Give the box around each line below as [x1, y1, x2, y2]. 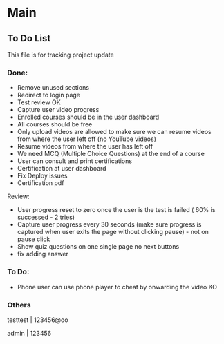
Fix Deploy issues [17, 171, 68, 180]
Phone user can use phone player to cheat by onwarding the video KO [17, 283, 218, 291]
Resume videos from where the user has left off [17, 142, 153, 151]
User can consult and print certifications [17, 157, 133, 165]
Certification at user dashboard [17, 164, 106, 173]
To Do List [7, 32, 51, 44]
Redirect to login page [17, 91, 81, 99]
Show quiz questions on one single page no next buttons [17, 242, 180, 251]
